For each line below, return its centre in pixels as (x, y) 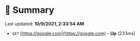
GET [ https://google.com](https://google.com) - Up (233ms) (74, 33)
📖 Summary (29, 10)
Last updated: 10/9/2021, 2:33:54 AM (44, 24)
